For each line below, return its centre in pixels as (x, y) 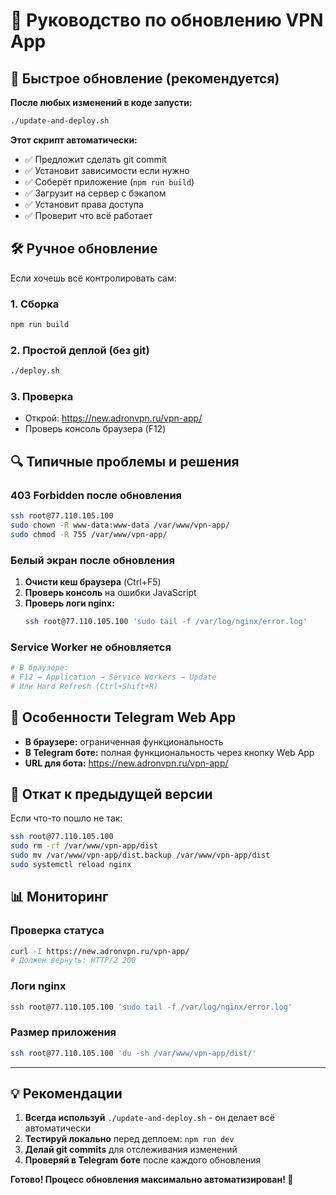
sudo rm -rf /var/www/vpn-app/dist (84, 846)
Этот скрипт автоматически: (74, 140)
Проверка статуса (57, 931)
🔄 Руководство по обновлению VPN (167, 20)
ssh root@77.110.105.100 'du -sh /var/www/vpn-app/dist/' (133, 1053)
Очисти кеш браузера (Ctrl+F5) (93, 581)
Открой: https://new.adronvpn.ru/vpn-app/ (113, 418)
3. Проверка (42, 396)
